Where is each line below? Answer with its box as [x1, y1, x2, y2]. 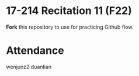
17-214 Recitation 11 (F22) [6, 4, 133, 18]
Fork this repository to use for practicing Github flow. [6, 23, 134, 30]
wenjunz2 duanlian [6, 63, 51, 70]
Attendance [6, 44, 64, 57]
